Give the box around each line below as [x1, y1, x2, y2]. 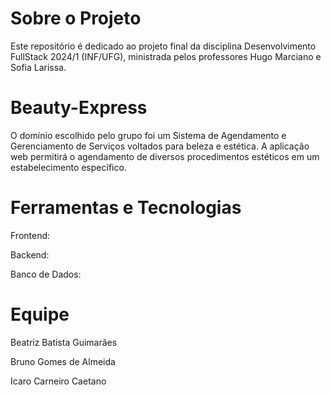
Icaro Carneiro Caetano [10, 375, 107, 387]
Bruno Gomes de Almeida [10, 355, 116, 367]
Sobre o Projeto [10, 7, 142, 30]
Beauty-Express [10, 97, 148, 119]
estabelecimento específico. [10, 161, 127, 173]
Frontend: [10, 229, 51, 241]
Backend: [10, 248, 50, 261]
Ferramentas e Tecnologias [10, 197, 242, 219]
